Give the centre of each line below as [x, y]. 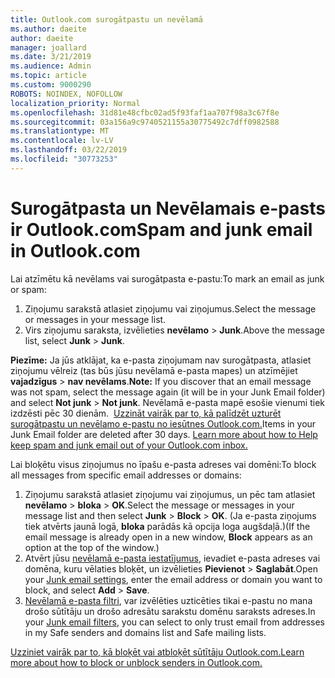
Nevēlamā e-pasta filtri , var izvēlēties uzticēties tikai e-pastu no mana [168, 600]
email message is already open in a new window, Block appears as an [168, 537]
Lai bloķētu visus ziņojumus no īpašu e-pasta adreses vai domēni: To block [163, 464]
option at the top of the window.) [92, 547]
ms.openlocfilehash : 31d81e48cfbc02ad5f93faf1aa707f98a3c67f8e [145, 112]
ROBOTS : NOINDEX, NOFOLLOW [66, 94]
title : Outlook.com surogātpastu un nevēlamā [106, 19]
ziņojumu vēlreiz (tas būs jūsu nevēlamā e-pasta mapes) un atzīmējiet [154, 370]
